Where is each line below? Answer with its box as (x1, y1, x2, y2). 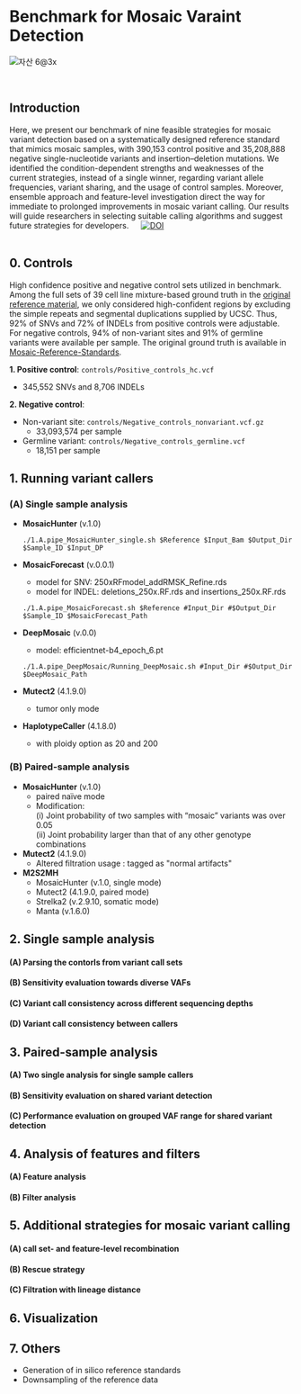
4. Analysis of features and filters (9, 1146, 200, 1162)
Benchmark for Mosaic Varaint (9, 6, 242, 27)
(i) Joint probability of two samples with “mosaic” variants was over (35, 810, 286, 821)
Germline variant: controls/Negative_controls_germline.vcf (22, 435, 245, 446)
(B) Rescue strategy (9, 1264, 85, 1274)
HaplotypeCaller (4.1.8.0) (22, 721, 117, 732)
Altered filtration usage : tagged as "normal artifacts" (35, 858, 232, 868)
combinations (35, 839, 87, 850)
